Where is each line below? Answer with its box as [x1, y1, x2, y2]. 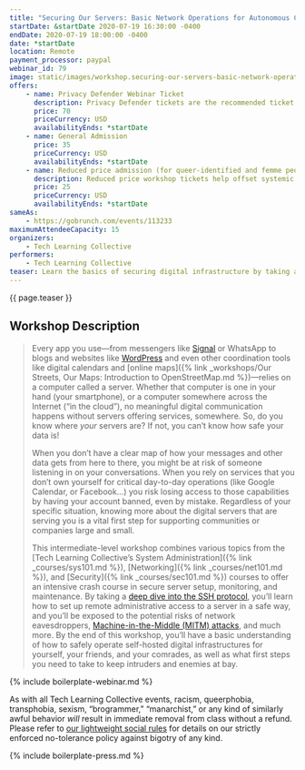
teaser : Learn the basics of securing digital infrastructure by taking [9, 268, 290, 277]
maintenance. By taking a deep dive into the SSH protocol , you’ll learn [31, 591, 293, 602]
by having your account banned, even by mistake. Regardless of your [31, 495, 291, 506]
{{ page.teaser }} [9, 292, 73, 303]
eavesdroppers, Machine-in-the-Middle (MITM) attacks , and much [31, 620, 281, 631]
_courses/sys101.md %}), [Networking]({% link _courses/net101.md [31, 562, 283, 572]
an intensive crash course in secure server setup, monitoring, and [31, 581, 279, 592]
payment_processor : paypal [9, 56, 112, 65]
